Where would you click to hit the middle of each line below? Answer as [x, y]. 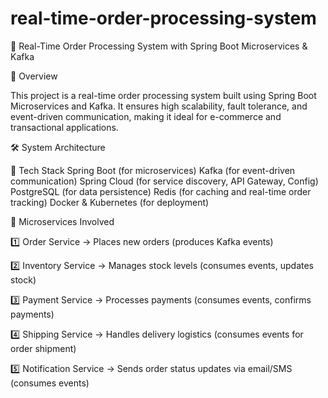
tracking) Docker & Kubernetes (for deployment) [110, 202]
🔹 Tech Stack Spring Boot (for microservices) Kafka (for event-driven [153, 170]
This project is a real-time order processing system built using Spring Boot [163, 95]
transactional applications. [64, 127]
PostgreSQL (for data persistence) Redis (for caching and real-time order [161, 191]
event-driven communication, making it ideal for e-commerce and [146, 116]
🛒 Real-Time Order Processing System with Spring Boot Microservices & [159, 46]
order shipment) [43, 348]
